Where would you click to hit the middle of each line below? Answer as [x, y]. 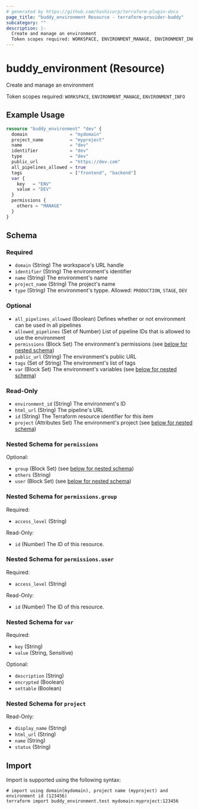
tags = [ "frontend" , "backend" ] [74, 173]
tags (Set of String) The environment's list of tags [75, 363]
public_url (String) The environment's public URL [76, 356]
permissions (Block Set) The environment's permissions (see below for [101, 344]
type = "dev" [50, 157]
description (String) [39, 676]
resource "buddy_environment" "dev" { [54, 129]
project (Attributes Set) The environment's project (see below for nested [104, 422]
